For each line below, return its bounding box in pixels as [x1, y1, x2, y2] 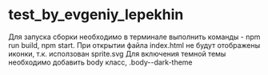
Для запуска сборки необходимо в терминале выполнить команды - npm [8, 32, 261, 41]
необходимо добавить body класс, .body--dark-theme [8, 57, 194, 67]
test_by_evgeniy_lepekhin [8, 6, 184, 24]
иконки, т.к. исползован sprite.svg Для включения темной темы [8, 49, 226, 58]
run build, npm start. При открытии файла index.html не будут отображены [8, 40, 261, 49]
